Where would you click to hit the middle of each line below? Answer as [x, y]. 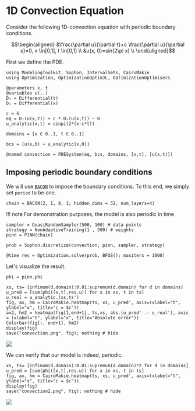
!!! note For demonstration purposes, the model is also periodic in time [90, 214]
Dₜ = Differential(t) [32, 98]
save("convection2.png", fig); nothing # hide [63, 391]
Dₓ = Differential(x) [32, 103]
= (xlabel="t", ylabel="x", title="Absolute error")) [73, 318]
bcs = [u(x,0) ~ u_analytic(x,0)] [48, 144]
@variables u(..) [27, 93]
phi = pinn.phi [24, 277]
